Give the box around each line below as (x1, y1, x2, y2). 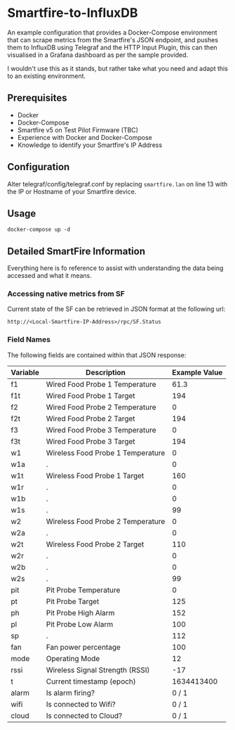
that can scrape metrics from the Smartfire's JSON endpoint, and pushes (7, 35, 219, 44)
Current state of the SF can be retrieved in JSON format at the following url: (7, 305, 226, 314)
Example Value (171, 367, 223, 377)
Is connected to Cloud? (46, 710, 123, 720)
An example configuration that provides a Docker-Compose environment (7, 28, 217, 37)
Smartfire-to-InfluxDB (7, 5, 138, 21)
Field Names (7, 335, 51, 345)
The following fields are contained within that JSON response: (7, 350, 187, 359)
